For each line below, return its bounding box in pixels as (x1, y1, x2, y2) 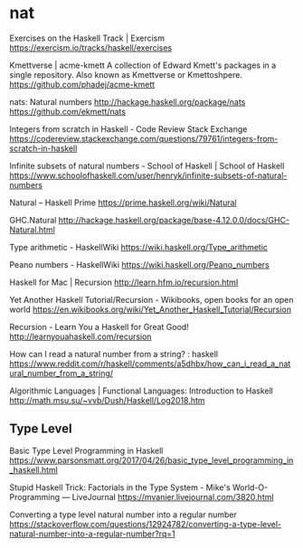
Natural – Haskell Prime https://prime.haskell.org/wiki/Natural (9, 197, 237, 208)
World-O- (232, 482, 269, 493)
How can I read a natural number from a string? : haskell (9, 348, 219, 359)
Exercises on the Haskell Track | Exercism (9, 33, 166, 43)
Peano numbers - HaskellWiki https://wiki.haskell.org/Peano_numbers (9, 259, 270, 269)
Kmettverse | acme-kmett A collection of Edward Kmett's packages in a (9, 60, 277, 71)
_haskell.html (9, 464, 59, 475)
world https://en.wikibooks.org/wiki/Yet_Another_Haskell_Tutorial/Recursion (9, 304, 292, 315)
